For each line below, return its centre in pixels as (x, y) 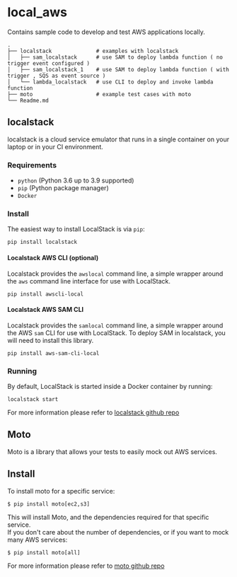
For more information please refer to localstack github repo (93, 413)
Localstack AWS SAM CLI (45, 310)
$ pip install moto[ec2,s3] (49, 504)
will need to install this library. (51, 340)
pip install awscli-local (45, 294)
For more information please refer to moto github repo (86, 566)
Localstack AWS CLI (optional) (53, 257)
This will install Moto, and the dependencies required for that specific (108, 517)
